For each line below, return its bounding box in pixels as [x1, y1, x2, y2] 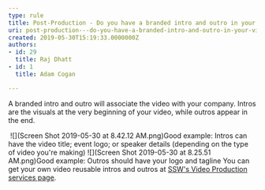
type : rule [8, 11, 44, 20]
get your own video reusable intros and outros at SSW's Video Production [8, 164, 248, 173]
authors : [8, 41, 37, 49]
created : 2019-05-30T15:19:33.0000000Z [8, 33, 140, 42]
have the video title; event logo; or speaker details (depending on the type [8, 139, 248, 148]
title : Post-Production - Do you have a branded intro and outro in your [8, 19, 256, 27]
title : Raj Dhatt [15, 56, 73, 64]
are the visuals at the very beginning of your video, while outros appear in [8, 107, 248, 117]
